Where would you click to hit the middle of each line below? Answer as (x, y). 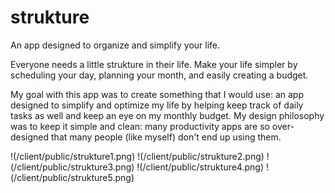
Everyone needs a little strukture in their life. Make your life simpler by (154, 64)
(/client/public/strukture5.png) (72, 177)
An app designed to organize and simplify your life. (115, 45)
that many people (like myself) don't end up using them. (166, 137)
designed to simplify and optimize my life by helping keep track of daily (157, 105)
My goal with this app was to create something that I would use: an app (157, 94)
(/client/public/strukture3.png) (72, 167)
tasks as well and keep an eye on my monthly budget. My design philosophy (167, 115)
